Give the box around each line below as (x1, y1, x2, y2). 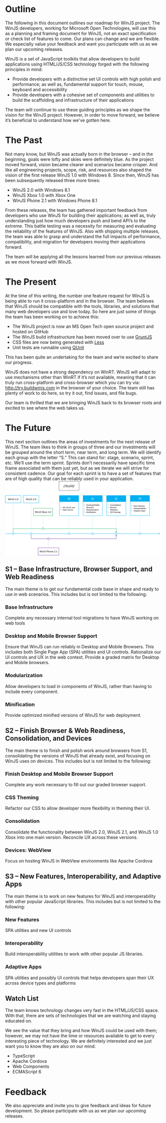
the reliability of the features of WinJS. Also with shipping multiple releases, (5, 228, 160, 234)
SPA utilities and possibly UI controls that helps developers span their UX (5, 975, 155, 981)
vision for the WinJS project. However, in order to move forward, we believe (5, 112, 160, 118)
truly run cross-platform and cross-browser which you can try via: (5, 379, 140, 385)
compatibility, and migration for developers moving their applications (5, 239, 146, 245)
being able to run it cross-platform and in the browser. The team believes (5, 298, 154, 304)
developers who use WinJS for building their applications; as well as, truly (5, 212, 156, 218)
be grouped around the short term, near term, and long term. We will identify (5, 449, 162, 455)
